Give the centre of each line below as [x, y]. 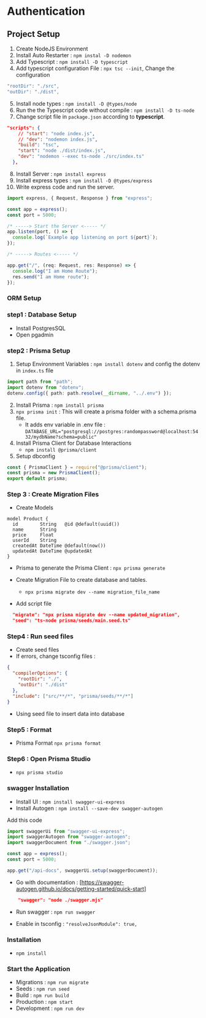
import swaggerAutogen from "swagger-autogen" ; [69, 837]
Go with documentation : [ [49, 882]
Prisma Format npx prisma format [58, 743]
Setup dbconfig [36, 456]
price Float [33, 535]
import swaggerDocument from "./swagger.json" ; [69, 843]
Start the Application [39, 969]
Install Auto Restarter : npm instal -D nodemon [73, 55]
